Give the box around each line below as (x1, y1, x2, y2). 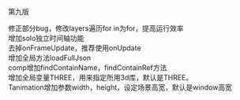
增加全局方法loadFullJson (8, 54, 92, 62)
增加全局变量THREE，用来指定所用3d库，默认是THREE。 (8, 73, 193, 82)
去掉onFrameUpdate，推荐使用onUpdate (8, 43, 141, 53)
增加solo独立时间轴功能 (8, 34, 84, 43)
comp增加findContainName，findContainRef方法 (8, 63, 167, 72)
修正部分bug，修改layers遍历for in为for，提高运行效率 (8, 24, 184, 33)
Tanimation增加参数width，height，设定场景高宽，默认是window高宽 (8, 83, 233, 92)
